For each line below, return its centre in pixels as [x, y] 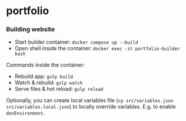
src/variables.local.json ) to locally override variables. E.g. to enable [91, 107]
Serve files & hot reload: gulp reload [59, 89]
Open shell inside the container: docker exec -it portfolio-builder [97, 48]
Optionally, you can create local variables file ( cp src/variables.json [90, 100]
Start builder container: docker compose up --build [76, 42]
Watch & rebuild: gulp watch [49, 83]
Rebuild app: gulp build [44, 76]
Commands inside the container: [46, 65]
